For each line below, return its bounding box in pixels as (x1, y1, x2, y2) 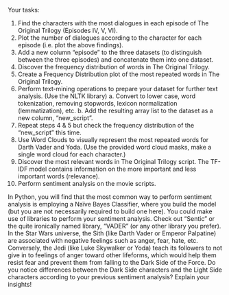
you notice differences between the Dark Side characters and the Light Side (8, 265, 222, 274)
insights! (8, 281, 32, 288)
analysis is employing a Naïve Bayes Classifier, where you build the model (8, 200, 217, 208)
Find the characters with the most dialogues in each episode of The (17, 19, 209, 27)
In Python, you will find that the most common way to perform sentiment (8, 193, 212, 201)
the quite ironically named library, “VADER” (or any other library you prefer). (8, 222, 221, 230)
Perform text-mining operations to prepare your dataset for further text (17, 85, 218, 93)
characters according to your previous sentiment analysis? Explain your (8, 273, 210, 281)
